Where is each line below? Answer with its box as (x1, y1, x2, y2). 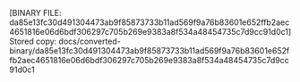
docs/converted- (58, 36, 121, 46)
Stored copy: (9, 36, 57, 46)
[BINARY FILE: (9, 8, 62, 18)
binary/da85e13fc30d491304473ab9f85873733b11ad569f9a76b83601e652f (9, 45, 290, 56)
